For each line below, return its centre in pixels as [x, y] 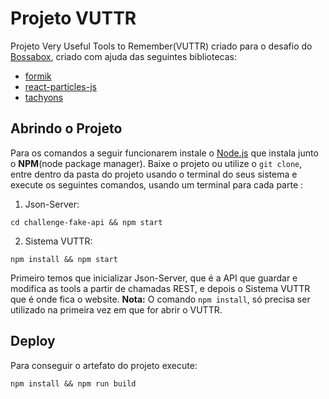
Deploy [33, 341]
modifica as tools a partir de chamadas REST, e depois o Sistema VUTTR [160, 288]
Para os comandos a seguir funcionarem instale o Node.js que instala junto [164, 153]
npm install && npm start [64, 259]
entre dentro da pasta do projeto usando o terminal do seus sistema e [154, 174]
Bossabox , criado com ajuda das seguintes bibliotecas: [124, 56]
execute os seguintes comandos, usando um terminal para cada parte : [157, 184]
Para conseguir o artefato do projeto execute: [104, 365]
